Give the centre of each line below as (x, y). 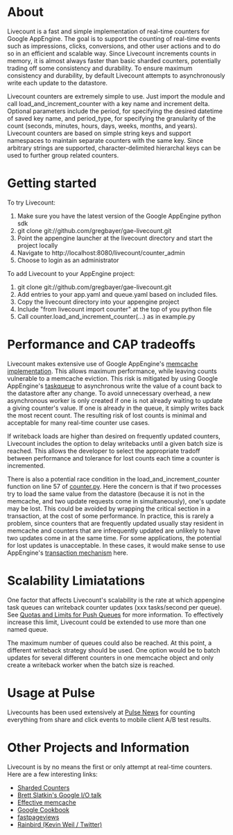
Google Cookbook (43, 809)
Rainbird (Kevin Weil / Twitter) (60, 824)
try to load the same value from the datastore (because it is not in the (106, 494)
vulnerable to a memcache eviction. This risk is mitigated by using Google (113, 378)
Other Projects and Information (98, 747)
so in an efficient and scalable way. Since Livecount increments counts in (112, 53)
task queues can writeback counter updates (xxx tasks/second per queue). (114, 607)
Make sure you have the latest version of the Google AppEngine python (119, 216)
